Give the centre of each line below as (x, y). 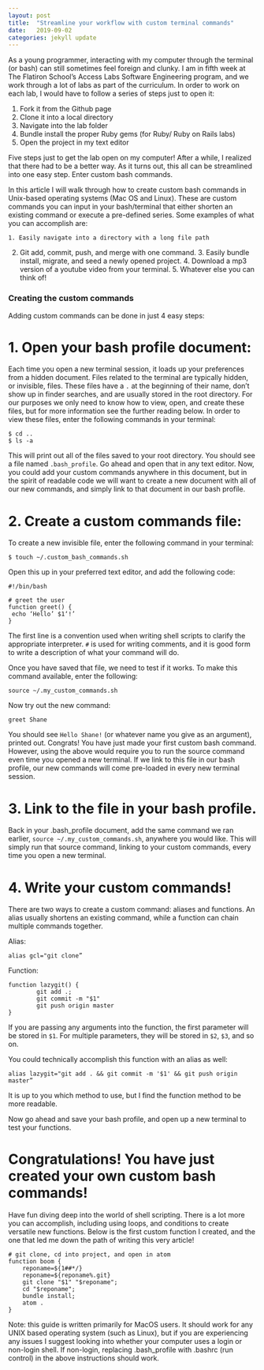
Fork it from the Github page (65, 109)
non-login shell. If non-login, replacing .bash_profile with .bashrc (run (121, 1350)
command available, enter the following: (73, 676)
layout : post (30, 15)
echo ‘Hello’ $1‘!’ (44, 614)
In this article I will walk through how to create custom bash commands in (127, 190)
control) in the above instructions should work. (84, 1358)
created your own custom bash (112, 1176)
